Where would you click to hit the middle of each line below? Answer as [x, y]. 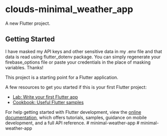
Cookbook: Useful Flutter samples [48, 102]
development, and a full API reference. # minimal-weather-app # [72, 123]
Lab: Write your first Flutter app [45, 97]
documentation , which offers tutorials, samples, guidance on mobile [76, 117]
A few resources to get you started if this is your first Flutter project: [76, 87]
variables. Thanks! [25, 67]
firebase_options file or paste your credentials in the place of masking [78, 62]
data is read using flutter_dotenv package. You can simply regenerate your [83, 57]
